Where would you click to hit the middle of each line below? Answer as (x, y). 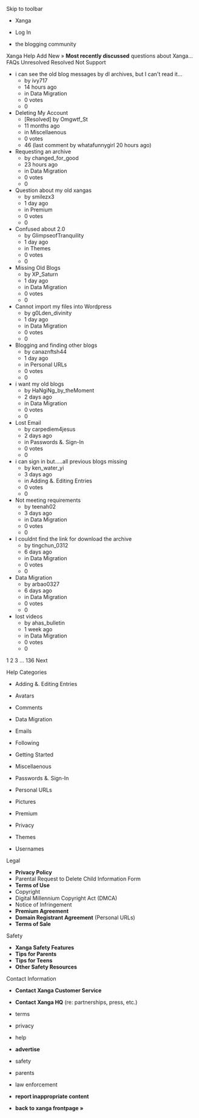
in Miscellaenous (45, 132)
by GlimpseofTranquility (54, 235)
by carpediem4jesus (50, 429)
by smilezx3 (39, 197)
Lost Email (28, 423)
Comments (29, 708)
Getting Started (34, 755)
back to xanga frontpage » (49, 1108)
